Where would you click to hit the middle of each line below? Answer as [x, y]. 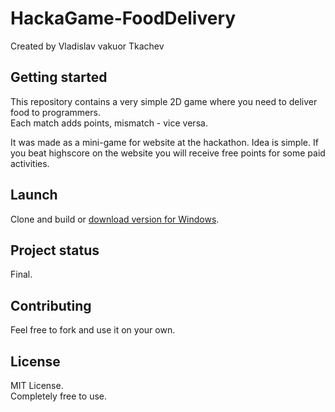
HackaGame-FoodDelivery [123, 18]
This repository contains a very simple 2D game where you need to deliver [164, 101]
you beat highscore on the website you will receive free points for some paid [168, 153]
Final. [21, 274]
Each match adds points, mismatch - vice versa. [109, 123]
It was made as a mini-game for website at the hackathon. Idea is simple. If [164, 142]
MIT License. [37, 385]
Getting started [59, 77]
